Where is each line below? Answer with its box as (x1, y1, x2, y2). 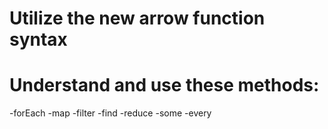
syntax (9, 28, 68, 51)
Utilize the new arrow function (9, 7, 266, 30)
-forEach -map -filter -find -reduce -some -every (9, 107, 212, 119)
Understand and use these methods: (9, 74, 320, 97)
